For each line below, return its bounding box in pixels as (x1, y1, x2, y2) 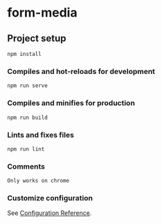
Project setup (7, 32, 67, 44)
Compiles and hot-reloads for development (7, 66, 156, 76)
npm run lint (7, 145, 45, 153)
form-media (7, 5, 78, 21)
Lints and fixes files (7, 130, 75, 140)
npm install (7, 50, 42, 57)
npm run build (7, 114, 48, 121)
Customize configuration (7, 194, 93, 203)
